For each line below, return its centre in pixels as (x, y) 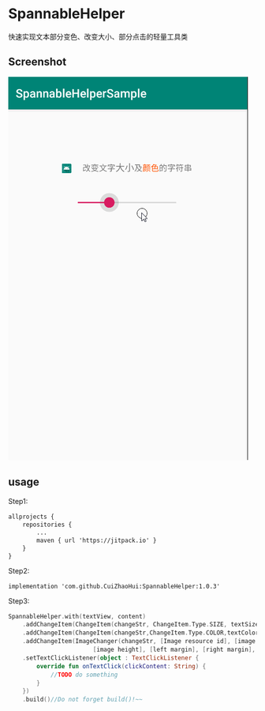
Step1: (18, 501)
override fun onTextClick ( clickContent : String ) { (121, 666)
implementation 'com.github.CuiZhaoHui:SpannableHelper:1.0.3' (114, 586)
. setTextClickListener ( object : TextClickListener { (111, 658)
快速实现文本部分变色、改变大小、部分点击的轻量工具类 (98, 36)
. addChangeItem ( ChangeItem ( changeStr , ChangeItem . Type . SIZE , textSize (141, 625)
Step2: (19, 570)
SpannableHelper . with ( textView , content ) (77, 616)
